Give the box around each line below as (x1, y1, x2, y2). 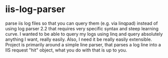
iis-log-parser (5, 4, 65, 15)
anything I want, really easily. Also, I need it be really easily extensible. (5, 36, 152, 42)
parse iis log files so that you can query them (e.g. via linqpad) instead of (5, 20, 158, 26)
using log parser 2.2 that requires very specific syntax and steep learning (5, 25, 159, 31)
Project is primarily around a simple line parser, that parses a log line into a (5, 41, 161, 47)
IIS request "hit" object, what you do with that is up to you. (5, 47, 127, 53)
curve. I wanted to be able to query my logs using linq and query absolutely (5, 31, 163, 37)
